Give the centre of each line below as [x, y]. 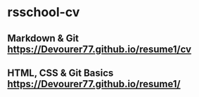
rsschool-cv [44, 12]
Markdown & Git [43, 38]
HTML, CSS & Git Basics [60, 73]
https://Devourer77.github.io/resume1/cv [99, 49]
